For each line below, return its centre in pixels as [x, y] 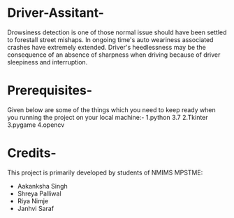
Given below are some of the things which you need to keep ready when [111, 109]
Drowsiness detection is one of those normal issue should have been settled [117, 32]
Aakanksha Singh [42, 186]
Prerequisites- [50, 91]
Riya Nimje [33, 200]
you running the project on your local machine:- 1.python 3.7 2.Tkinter [108, 117]
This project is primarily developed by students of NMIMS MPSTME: [105, 172]
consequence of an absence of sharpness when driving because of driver [114, 55]
